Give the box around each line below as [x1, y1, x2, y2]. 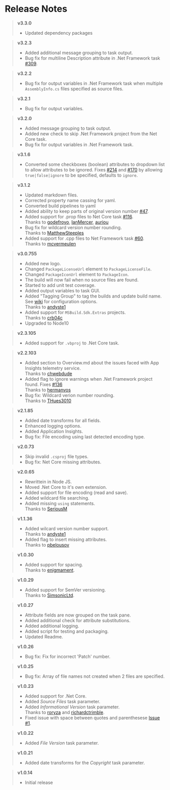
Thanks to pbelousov [25, 541, 69, 548]
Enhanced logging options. [25, 423, 82, 429]
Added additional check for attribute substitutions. [25, 617, 131, 623]
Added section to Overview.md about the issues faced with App [25, 359, 159, 365]
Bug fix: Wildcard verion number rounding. [25, 392, 115, 398]
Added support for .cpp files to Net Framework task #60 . [25, 235, 144, 241]
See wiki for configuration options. [25, 298, 98, 304]
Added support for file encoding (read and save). [25, 489, 128, 496]
